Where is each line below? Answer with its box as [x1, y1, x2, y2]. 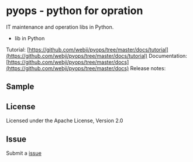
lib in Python [14, 35, 45, 42]
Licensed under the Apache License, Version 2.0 [6, 117, 123, 124]
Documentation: [149, 52, 187, 59]
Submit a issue [6, 149, 42, 156]
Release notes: [130, 64, 166, 71]
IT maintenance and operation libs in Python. [6, 23, 114, 30]
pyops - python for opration [6, 4, 143, 18]
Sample [6, 82, 35, 92]
